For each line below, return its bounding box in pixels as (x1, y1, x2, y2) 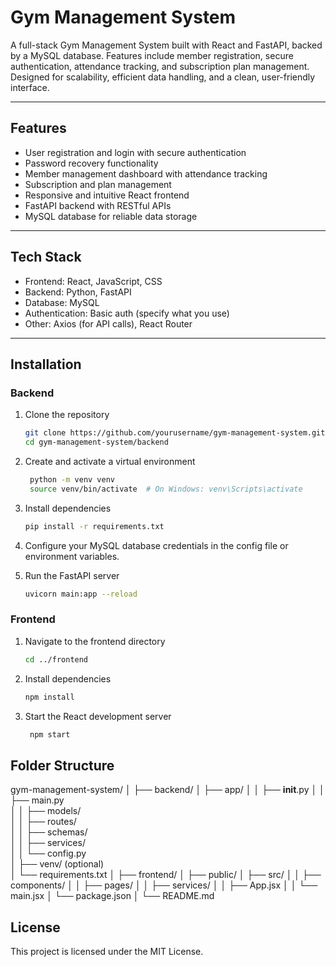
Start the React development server (24, 710, 172, 722)
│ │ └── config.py (10, 847, 87, 860)
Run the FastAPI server (24, 569, 120, 581)
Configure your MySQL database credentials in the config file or (24, 539, 289, 551)
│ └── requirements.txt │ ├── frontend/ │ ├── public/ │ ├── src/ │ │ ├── (10, 869, 322, 881)
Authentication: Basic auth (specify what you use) (24, 307, 230, 319)
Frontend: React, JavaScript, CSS (24, 275, 163, 287)
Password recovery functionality (24, 157, 159, 169)
